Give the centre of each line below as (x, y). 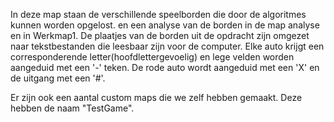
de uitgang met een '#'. (58, 78)
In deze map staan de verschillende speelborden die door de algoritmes (158, 14)
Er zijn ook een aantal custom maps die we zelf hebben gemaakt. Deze (156, 97)
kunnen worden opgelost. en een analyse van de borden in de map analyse (165, 25)
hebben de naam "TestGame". (72, 108)
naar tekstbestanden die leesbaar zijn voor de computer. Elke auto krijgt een (167, 46)
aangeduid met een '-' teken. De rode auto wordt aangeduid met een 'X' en (165, 67)
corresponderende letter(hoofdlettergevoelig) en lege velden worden (152, 57)
